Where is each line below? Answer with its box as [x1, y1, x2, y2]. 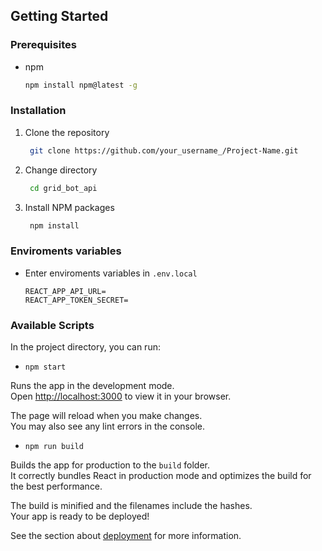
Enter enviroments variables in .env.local [24, 267, 198, 279]
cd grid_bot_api [29, 183, 98, 193]
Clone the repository [24, 126, 110, 138]
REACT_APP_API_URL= [24, 286, 107, 296]
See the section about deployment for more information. [10, 530, 242, 542]
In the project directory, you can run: [10, 341, 161, 353]
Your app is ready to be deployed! [10, 510, 150, 523]
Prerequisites [10, 38, 77, 52]
